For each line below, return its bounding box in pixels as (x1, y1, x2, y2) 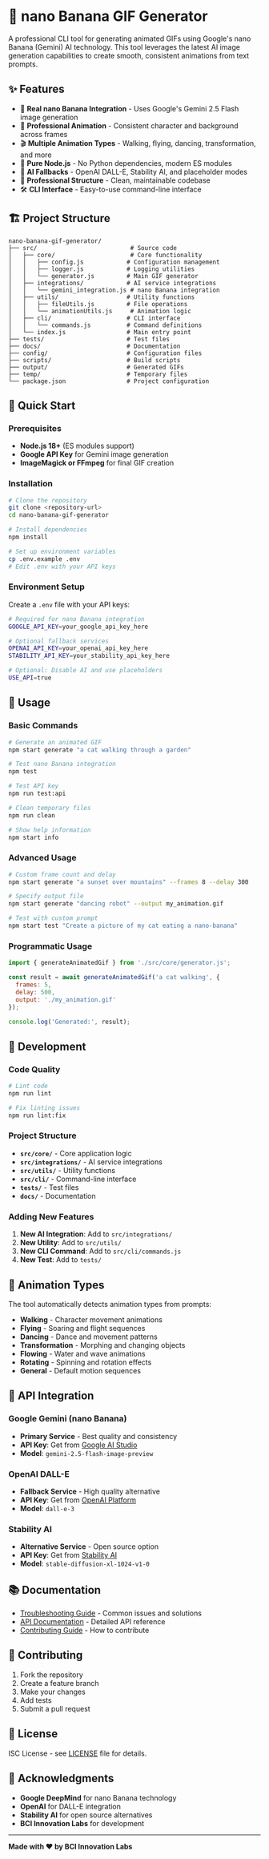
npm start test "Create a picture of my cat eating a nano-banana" (8, 921, 239, 930)
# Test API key (8, 782, 59, 790)
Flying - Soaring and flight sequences (19, 1323, 146, 1333)
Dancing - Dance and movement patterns (19, 1332, 158, 1341)
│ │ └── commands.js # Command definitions (8, 321, 203, 329)
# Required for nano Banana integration (8, 615, 146, 623)
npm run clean (8, 811, 56, 820)
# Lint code (8, 1082, 48, 1091)
